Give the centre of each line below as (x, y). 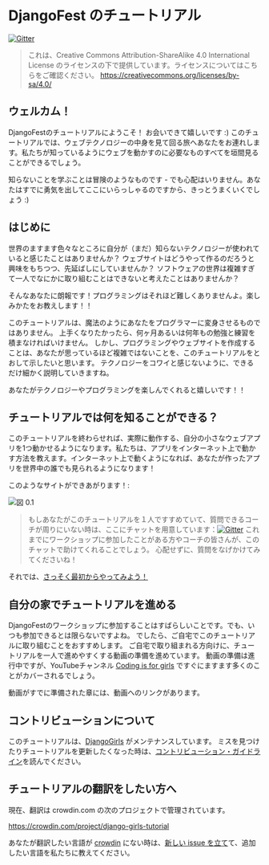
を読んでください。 (54, 761)
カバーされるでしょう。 (61, 675)
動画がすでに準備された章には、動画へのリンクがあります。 (106, 693)
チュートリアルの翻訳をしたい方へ (92, 789)
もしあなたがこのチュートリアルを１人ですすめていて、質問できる (137, 520)
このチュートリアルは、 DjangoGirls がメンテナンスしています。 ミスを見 (127, 741)
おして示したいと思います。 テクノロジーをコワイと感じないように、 (121, 362)
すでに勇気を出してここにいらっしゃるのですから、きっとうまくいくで (138, 190)
